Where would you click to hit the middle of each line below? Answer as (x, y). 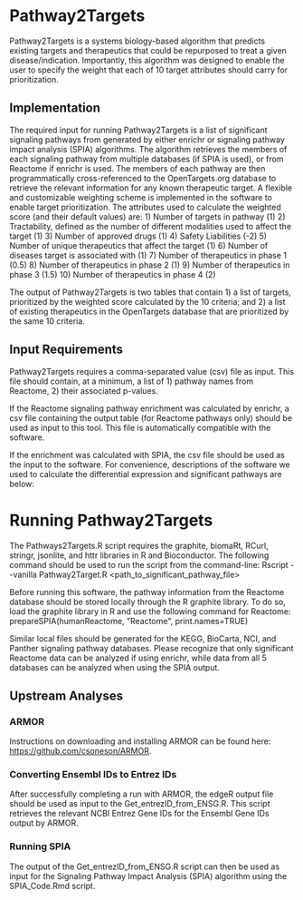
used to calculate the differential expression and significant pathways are (146, 474)
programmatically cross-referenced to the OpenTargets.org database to (143, 178)
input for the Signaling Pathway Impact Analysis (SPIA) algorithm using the (148, 876)
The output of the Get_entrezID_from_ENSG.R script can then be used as (145, 866)
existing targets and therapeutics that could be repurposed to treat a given (148, 50)
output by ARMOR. (44, 823)
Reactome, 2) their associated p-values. (84, 390)
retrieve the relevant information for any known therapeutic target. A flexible (151, 188)
